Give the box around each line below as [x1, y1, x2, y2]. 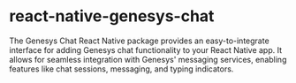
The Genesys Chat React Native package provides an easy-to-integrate [9, 35, 269, 46]
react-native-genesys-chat [9, 6, 215, 26]
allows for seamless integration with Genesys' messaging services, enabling [9, 54, 287, 64]
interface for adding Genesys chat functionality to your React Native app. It [9, 44, 283, 55]
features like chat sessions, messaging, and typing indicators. [9, 64, 234, 74]
